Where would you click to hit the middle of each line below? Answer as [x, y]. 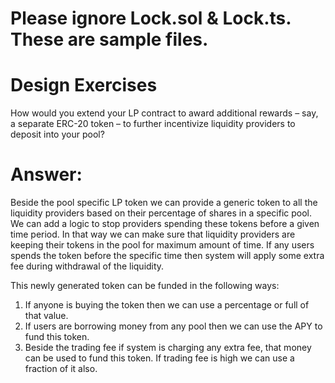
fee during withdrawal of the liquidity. [87, 266]
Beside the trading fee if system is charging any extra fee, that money [168, 348]
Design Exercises [84, 85]
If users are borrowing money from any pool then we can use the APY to [173, 326]
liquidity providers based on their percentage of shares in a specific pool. [161, 213]
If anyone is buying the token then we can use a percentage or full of [167, 305]
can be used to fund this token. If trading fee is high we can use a [159, 358]
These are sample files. [109, 39]
